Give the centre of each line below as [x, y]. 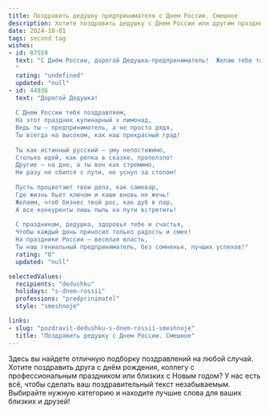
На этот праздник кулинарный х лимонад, [84, 120]
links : [19, 321]
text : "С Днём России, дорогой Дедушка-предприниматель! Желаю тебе [134, 61]
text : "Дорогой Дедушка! [57, 98]
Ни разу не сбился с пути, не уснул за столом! [96, 172]
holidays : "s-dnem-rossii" [60, 291]
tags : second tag [37, 38]
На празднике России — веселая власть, [82, 240]
